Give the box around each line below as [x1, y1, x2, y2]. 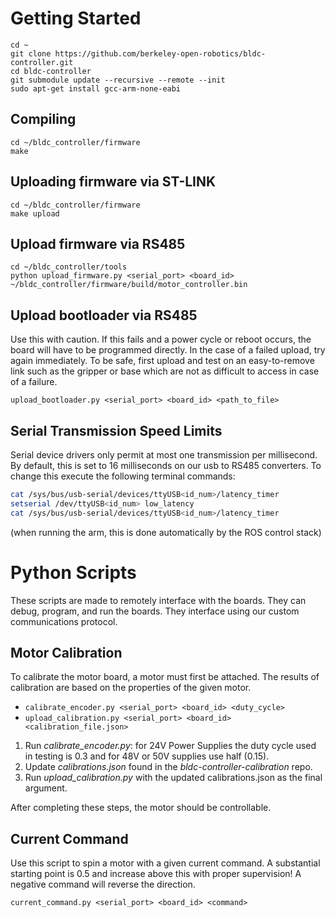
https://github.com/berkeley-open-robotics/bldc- [54, 48, 267, 59]
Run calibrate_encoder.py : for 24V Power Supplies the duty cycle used [24, 740, 317, 752]
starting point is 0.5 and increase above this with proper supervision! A [10, 868, 302, 880]
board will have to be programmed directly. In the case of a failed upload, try [10, 344, 326, 356]
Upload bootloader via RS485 [10, 307, 198, 324]
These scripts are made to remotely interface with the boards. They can [10, 594, 307, 606]
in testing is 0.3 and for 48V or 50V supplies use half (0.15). [24, 750, 270, 762]
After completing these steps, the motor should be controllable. [10, 802, 272, 814]
